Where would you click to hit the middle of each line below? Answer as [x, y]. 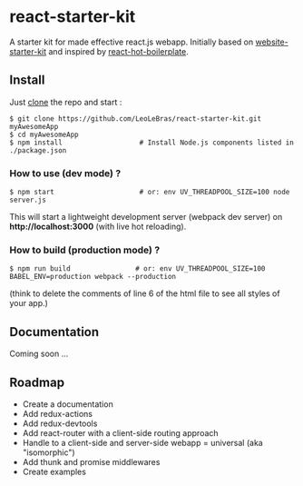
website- [272, 42]
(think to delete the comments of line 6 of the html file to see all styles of [145, 293]
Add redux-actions [58, 413]
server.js [28, 200]
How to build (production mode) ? [85, 250]
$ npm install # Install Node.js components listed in [152, 143]
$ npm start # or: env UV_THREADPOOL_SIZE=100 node [150, 193]
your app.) [29, 303]
